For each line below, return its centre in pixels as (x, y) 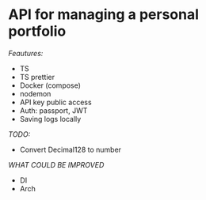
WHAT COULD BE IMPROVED (56, 164)
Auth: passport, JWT (53, 110)
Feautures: (26, 53)
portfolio (37, 31)
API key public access (56, 102)
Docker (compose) (50, 85)
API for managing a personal (104, 15)
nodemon (35, 93)
